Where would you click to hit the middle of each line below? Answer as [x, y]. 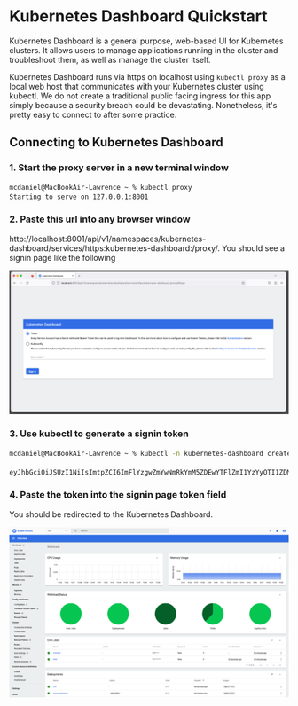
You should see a [253, 248]
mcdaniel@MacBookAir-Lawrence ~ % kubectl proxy [101, 187]
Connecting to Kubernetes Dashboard [116, 142]
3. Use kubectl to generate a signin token [99, 434]
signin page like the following [63, 257]
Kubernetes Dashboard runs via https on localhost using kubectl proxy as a [147, 76]
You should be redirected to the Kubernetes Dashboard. [111, 514]
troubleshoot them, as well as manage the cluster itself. [110, 59]
